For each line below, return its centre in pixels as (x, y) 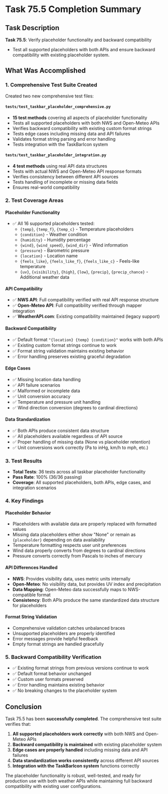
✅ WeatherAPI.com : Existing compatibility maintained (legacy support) (86, 316)
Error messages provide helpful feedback (55, 638)
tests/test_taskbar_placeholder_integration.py (56, 155)
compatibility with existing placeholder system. (61, 55)
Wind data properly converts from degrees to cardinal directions (79, 550)
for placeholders (29, 605)
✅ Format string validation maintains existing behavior (68, 351)
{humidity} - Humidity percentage (55, 240)
